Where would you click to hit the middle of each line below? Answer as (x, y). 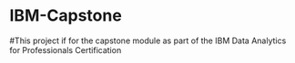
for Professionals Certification (66, 49)
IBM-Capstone (66, 16)
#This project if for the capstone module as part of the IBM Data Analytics (148, 40)
